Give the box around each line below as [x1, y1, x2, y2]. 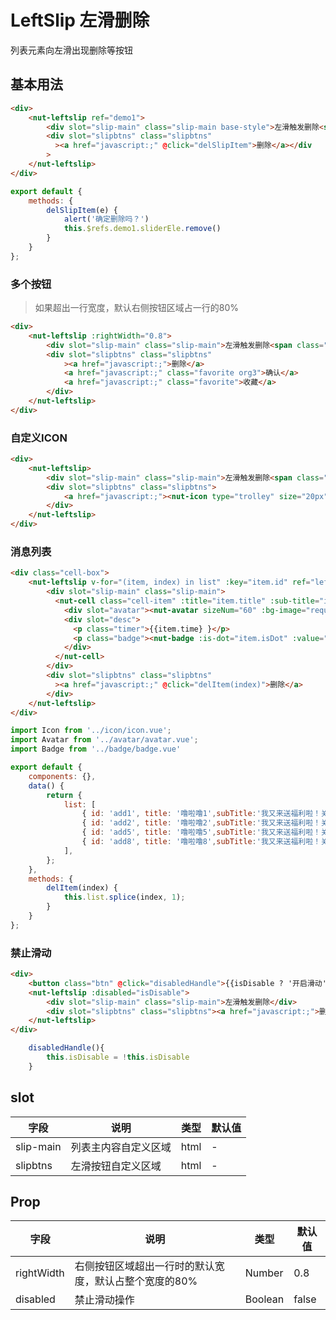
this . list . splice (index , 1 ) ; [63, 892, 186, 903]
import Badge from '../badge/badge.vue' [10, 744, 182, 755]
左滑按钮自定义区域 [70, 1159, 162, 1173]
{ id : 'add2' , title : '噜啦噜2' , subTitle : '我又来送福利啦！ [81, 818, 322, 828]
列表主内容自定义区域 [70, 1140, 172, 1154]
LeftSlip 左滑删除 [10, 9, 150, 32]
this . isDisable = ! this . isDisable [46, 1052, 190, 1063]
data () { [28, 781, 65, 791]
